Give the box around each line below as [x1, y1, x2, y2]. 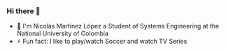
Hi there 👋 [6, 6, 41, 16]
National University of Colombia [16, 29, 109, 37]
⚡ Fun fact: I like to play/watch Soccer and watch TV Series [16, 37, 188, 46]
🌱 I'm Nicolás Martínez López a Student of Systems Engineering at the [16, 22, 220, 31]
